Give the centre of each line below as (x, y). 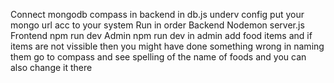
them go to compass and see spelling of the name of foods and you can (158, 57)
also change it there (51, 67)
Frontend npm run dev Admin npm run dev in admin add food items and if (161, 35)
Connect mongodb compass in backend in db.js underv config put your (157, 14)
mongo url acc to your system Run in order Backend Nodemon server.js (157, 25)
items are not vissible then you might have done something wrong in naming (167, 46)
